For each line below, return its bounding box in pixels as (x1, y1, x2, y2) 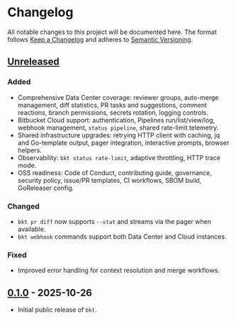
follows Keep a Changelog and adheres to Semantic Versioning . (7, 35, 193, 43)
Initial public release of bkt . (17, 305, 97, 314)
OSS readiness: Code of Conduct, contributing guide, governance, (17, 168, 213, 177)
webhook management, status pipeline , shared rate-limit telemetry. (17, 123, 219, 132)
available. (17, 225, 46, 233)
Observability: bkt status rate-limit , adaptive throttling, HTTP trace (17, 153, 221, 162)
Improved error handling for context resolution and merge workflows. (17, 266, 220, 275)
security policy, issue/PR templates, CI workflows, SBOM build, (17, 176, 202, 184)
